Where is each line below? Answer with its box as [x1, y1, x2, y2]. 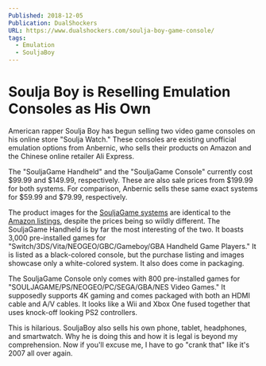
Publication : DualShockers [8, 19, 98, 27]
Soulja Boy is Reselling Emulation [8, 83, 231, 101]
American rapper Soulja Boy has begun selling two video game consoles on [8, 126, 256, 135]
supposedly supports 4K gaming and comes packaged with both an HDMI [8, 290, 250, 300]
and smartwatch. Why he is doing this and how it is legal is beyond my [8, 331, 238, 341]
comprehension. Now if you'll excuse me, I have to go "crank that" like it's [8, 340, 250, 349]
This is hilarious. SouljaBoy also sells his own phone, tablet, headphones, [8, 323, 248, 333]
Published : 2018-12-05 [8, 11, 83, 20]
